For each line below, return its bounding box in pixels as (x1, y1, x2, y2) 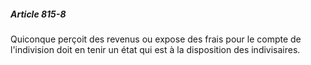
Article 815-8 (10, 8, 67, 20)
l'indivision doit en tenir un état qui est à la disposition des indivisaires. (10, 43, 301, 55)
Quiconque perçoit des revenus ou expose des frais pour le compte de (10, 33, 302, 45)
